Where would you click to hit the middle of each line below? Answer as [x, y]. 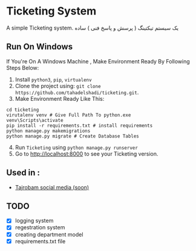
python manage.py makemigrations [48, 131]
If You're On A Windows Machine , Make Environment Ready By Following [98, 61]
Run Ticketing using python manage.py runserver [76, 147]
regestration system [40, 227]
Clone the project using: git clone [58, 86]
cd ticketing [23, 110]
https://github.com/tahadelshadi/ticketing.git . [77, 92]
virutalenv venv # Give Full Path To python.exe [69, 115]
